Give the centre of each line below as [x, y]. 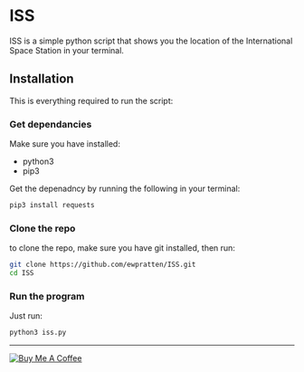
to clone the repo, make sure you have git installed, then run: [122, 248]
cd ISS [22, 273]
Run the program [47, 296]
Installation [42, 79]
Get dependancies [51, 124]
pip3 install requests [52, 205]
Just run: [26, 316]
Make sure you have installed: [65, 144]
